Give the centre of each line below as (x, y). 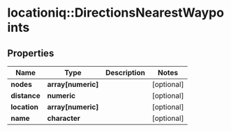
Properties (31, 53)
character (64, 118)
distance (25, 96)
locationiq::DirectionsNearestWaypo (116, 13)
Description (125, 73)
